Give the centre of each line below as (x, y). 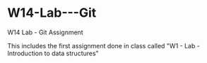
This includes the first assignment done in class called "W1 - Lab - (103, 45)
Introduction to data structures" (53, 53)
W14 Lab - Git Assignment (45, 32)
